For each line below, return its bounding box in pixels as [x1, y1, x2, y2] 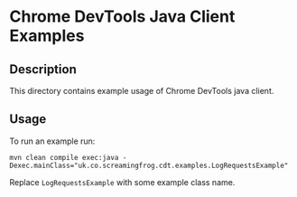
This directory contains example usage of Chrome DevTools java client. [9, 86, 274, 96]
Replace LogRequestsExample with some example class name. [9, 176, 236, 187]
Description [9, 61, 77, 77]
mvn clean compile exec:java [9, 153, 119, 162]
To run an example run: [9, 136, 96, 146]
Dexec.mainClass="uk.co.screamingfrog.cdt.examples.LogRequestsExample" [9, 161, 289, 170]
